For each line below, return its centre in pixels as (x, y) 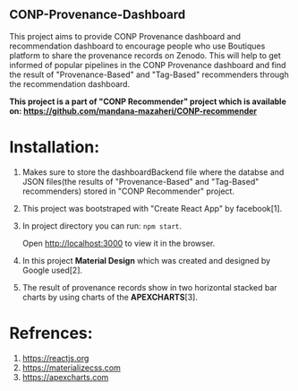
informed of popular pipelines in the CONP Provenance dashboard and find (148, 65)
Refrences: (51, 333)
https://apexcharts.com (65, 377)
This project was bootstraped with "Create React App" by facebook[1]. (152, 208)
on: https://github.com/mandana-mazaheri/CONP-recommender (133, 110)
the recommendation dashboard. (70, 83)
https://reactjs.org (55, 358)
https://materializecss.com (71, 368)
